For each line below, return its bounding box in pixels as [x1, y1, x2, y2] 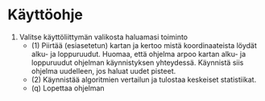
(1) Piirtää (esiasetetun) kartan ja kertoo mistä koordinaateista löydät [31, 40, 257, 50]
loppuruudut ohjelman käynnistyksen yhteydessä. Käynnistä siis [31, 58, 244, 67]
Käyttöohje [7, 6, 84, 24]
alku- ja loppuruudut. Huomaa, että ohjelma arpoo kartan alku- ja [31, 49, 246, 59]
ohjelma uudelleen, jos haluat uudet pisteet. [31, 66, 176, 75]
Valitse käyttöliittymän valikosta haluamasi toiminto [19, 32, 188, 42]
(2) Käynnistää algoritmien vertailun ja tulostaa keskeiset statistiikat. [31, 75, 257, 84]
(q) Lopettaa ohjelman [31, 83, 106, 93]
